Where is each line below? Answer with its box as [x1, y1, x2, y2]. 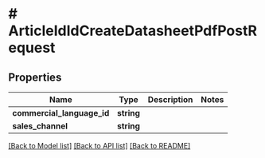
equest [8, 39, 56, 57]
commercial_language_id [12, 108, 110, 118]
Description [147, 94, 193, 105]
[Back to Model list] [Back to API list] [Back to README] [8, 141, 191, 150]
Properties [8, 70, 62, 84]
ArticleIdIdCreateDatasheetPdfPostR [8, 22, 257, 40]
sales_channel [12, 120, 68, 132]
